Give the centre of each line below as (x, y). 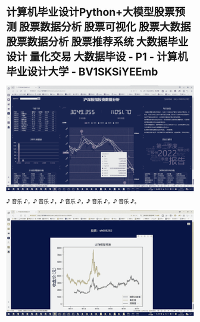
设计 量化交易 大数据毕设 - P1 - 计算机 (97, 57)
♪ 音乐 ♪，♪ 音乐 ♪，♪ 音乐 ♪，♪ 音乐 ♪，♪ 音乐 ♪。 (73, 202)
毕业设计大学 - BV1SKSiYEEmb (82, 72)
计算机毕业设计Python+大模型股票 (90, 12)
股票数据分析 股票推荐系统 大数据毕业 (97, 42)
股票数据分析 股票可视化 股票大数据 (105, 27)
